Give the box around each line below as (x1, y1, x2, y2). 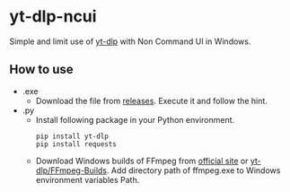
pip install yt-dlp (35, 132, 110, 141)
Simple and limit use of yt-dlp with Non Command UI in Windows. (9, 36, 251, 47)
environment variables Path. (35, 174, 140, 185)
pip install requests (35, 139, 117, 149)
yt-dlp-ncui (9, 6, 97, 27)
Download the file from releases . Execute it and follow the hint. (35, 95, 268, 106)
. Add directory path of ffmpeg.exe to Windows (106, 164, 281, 176)
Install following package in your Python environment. (35, 114, 235, 125)
